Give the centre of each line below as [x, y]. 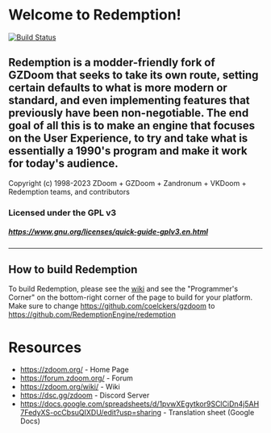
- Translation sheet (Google [209, 413]
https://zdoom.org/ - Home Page [74, 370]
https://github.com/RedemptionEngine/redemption [92, 315]
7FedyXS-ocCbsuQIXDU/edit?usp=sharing [91, 413]
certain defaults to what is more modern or [118, 88]
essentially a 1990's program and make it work [128, 151]
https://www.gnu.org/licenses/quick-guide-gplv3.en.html [108, 232]
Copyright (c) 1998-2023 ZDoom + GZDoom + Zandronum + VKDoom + [127, 183]
